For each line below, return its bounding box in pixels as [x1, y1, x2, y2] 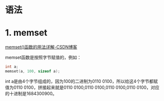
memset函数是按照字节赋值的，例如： [5, 54, 82, 60]
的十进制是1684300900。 [5, 90, 57, 96]
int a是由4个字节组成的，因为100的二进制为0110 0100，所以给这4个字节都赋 [5, 78, 158, 84]
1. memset [5, 27, 47, 38]
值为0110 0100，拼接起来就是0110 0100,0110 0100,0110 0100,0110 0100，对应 [5, 84, 160, 90]
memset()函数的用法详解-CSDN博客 [5, 44, 77, 50]
